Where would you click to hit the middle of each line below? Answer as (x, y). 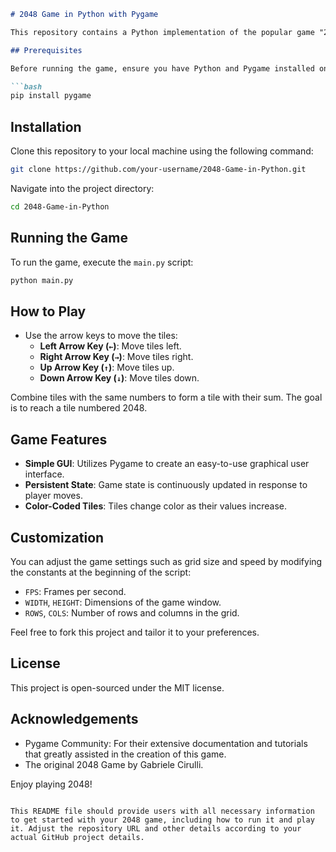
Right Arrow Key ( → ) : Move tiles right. (116, 357)
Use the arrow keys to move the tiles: (101, 336)
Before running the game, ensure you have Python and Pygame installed (162, 68)
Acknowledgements (74, 719)
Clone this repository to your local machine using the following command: (162, 151)
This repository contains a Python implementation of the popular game (162, 32)
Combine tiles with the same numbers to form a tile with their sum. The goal (166, 397)
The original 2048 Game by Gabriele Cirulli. (114, 764)
